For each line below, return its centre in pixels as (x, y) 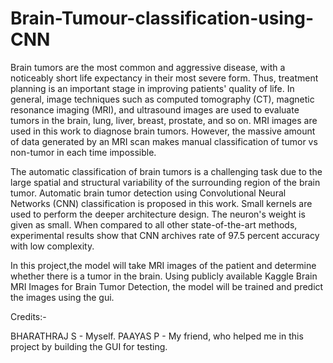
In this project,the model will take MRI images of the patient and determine (163, 265)
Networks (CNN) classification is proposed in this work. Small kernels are (161, 203)
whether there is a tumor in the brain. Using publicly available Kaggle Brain (164, 276)
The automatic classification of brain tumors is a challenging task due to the (166, 171)
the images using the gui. (62, 297)
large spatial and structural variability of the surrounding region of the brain (165, 182)
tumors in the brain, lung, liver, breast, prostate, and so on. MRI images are (164, 120)
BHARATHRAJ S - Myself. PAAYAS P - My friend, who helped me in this (157, 336)
